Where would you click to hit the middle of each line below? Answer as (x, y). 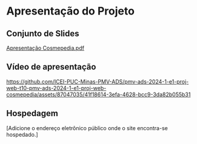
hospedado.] (22, 134)
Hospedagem (32, 113)
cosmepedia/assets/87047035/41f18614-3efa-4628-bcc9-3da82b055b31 (98, 94)
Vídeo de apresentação (51, 67)
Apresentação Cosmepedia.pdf (45, 48)
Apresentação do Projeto (71, 11)
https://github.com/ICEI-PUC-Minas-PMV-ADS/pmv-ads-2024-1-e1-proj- (98, 81)
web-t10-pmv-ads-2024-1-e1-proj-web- (56, 88)
